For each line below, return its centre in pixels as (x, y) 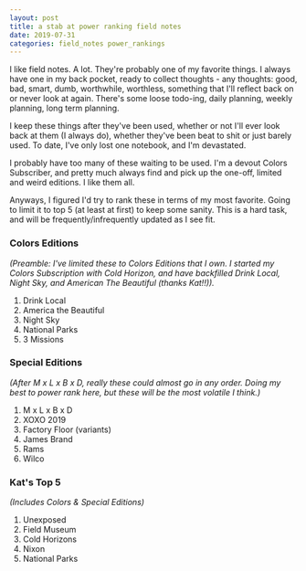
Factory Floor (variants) (67, 429)
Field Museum (49, 530)
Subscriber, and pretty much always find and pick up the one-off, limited (146, 173)
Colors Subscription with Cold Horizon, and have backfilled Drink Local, (145, 273)
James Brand (47, 439)
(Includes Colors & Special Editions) (77, 502)
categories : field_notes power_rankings (88, 43)
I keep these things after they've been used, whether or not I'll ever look (145, 126)
